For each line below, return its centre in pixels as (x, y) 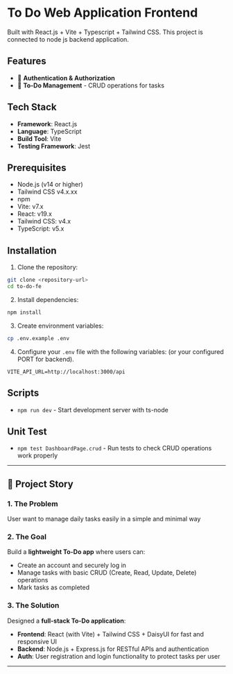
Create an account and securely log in (72, 565)
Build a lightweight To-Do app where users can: (76, 552)
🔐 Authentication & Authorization (66, 78)
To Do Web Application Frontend (103, 13)
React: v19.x (34, 214)
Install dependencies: (48, 299)
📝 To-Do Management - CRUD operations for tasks (91, 85)
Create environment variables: (60, 326)
